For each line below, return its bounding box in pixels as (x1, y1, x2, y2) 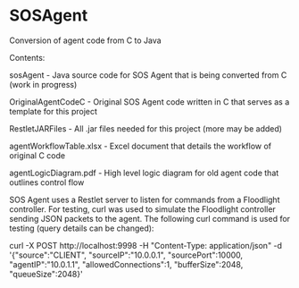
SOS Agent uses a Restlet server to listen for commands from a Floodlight (9, 194, 280, 205)
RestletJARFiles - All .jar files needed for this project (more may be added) (9, 123, 283, 134)
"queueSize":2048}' (9, 268, 83, 279)
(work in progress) (9, 79, 78, 89)
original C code (9, 149, 65, 161)
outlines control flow (9, 176, 85, 188)
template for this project (9, 106, 98, 116)
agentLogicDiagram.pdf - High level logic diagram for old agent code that (9, 167, 279, 178)
